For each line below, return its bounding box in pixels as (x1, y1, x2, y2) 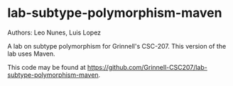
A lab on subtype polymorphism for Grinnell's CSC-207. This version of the (7, 42, 227, 50)
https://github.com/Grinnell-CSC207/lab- (87, 63, 207, 71)
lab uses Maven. (7, 49, 55, 58)
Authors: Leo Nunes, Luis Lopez (7, 28, 102, 37)
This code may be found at (7, 63, 87, 71)
